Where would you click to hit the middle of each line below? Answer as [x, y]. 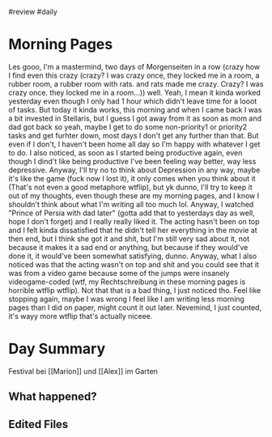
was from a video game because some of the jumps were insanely [119, 273]
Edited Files [38, 424]
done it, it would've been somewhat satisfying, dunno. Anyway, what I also [133, 256]
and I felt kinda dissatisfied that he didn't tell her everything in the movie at [133, 230]
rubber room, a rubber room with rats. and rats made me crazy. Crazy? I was [136, 83]
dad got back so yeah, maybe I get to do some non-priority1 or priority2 [128, 127]
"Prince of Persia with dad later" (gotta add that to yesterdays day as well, [132, 213]
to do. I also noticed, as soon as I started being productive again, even [125, 152]
